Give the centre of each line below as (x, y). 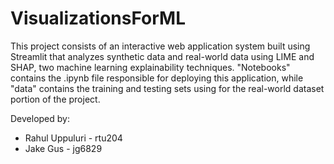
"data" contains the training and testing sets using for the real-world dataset (167, 88)
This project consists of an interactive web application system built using (160, 46)
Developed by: (40, 118)
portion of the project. (55, 99)
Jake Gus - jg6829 (63, 148)
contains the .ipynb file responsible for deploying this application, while (157, 78)
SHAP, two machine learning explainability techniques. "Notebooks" (150, 67)
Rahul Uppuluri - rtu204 (73, 138)
